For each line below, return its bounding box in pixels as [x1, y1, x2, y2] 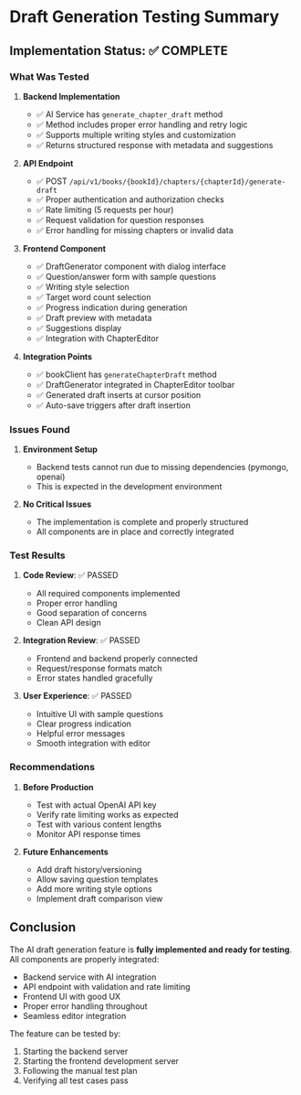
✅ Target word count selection [36, 291, 151, 303]
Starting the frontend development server [22, 1055, 180, 1067]
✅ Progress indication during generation [36, 302, 188, 313]
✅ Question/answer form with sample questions [36, 271, 217, 282]
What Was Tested [9, 70, 89, 83]
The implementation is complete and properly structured [36, 517, 249, 528]
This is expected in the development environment [36, 481, 223, 492]
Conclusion [9, 919, 77, 935]
